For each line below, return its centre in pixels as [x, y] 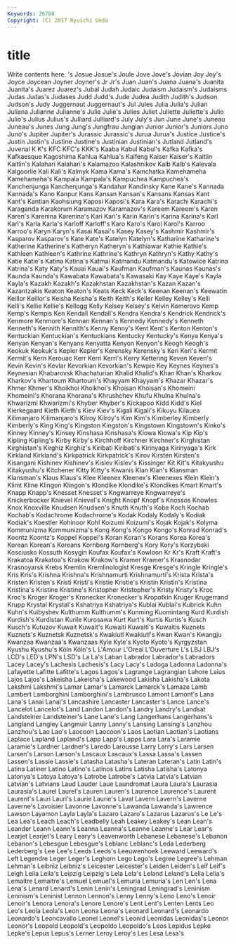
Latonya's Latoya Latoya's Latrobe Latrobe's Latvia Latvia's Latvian [105, 777]
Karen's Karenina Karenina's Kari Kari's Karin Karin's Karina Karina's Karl [113, 216]
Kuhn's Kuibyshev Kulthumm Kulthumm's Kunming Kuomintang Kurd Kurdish [118, 612]
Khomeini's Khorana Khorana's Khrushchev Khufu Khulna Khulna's [104, 396]
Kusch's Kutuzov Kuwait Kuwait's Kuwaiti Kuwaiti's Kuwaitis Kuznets [106, 627]
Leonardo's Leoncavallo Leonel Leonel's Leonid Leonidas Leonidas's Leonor [118, 919]
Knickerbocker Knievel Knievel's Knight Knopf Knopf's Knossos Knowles [112, 500]
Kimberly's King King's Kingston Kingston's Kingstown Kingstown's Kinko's [117, 425]
